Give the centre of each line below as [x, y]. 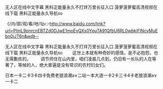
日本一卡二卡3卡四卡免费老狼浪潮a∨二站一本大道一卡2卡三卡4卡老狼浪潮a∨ [81, 75]
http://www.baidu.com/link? [78, 24]
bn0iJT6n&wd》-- [22, 36]
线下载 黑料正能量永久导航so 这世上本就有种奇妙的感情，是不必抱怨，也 [81, 53]
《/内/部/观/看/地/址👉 [27, 24]
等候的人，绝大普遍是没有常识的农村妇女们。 [63, 65]
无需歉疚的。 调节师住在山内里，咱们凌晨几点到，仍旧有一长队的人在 [79, 59]
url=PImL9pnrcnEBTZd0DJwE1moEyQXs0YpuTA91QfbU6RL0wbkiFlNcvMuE [81, 31]
